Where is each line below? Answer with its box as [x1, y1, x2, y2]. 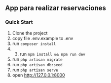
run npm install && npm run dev [19, 51, 85, 57]
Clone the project [12, 30, 48, 36]
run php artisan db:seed [12, 61, 63, 67]
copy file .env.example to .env [12, 35, 74, 41]
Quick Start [5, 19, 33, 26]
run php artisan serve [12, 67, 58, 73]
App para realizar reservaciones [5, 4, 106, 12]
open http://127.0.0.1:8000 [12, 72, 65, 78]
